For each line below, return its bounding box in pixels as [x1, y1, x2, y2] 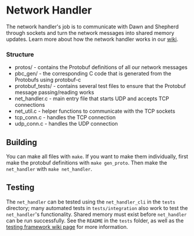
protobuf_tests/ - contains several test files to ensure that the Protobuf [14, 83, 186, 90]
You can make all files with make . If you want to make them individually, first [6, 153, 189, 160]
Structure [6, 50, 34, 58]
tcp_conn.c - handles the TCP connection [14, 114, 116, 121]
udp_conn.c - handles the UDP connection [14, 120, 118, 127]
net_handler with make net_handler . [6, 166, 93, 173]
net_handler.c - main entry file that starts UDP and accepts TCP [14, 95, 169, 102]
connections [14, 101, 45, 109]
